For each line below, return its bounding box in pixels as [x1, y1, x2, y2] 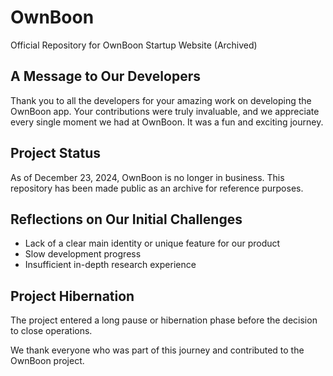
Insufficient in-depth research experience [24, 259, 197, 271]
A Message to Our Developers [10, 68, 201, 85]
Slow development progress [24, 248, 142, 260]
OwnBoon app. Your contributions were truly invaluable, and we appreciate [10, 105, 320, 117]
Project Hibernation [10, 287, 135, 305]
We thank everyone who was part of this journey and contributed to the [10, 344, 305, 356]
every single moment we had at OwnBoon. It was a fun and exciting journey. [10, 116, 324, 128]
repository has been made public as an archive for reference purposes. [10, 182, 304, 194]
